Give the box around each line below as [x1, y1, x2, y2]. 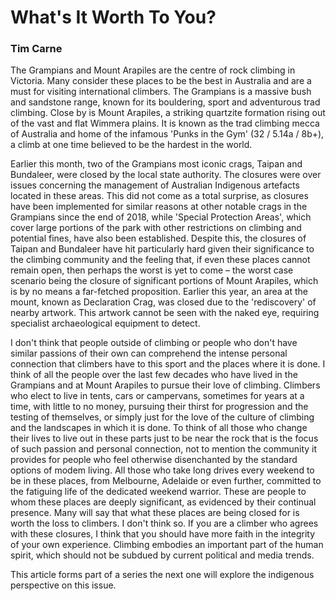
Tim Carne [10, 42, 63, 56]
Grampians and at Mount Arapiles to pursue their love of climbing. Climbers [10, 379, 321, 391]
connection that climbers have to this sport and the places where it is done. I [10, 358, 326, 370]
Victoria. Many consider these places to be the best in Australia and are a [10, 75, 312, 87]
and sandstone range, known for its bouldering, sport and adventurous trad [10, 96, 321, 108]
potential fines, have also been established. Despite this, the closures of [10, 232, 307, 245]
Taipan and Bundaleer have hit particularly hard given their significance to [10, 243, 315, 255]
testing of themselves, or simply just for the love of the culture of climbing [10, 411, 315, 423]
